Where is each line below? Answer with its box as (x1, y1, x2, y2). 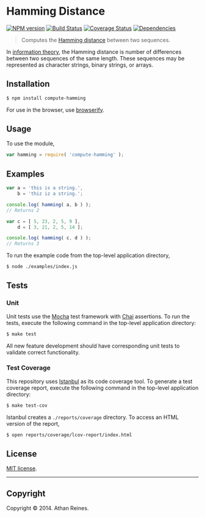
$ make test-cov (6, 402, 48, 409)
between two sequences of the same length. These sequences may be (6, 54, 185, 62)
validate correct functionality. (6, 348, 81, 356)
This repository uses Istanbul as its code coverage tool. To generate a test (6, 378, 193, 385)
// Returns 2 (6, 207, 40, 213)
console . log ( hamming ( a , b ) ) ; (6, 202, 92, 208)
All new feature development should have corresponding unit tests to (6, 342, 180, 349)
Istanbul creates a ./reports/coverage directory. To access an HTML (6, 414, 179, 421)
